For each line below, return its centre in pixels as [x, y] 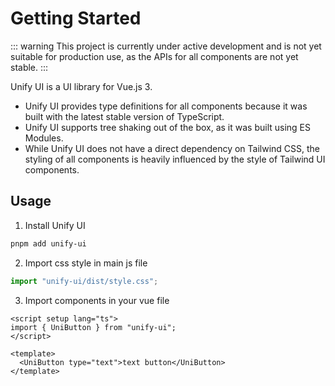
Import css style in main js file [86, 263]
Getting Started [76, 18]
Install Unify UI [55, 225]
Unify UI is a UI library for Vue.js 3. [81, 86]
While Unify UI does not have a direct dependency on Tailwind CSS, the [172, 148]
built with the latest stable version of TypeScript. [124, 116]
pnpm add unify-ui [48, 243]
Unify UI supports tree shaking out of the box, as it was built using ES [167, 127]
